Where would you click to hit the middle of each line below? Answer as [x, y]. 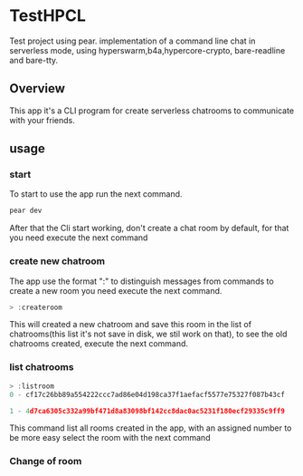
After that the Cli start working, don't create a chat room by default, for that [149, 228]
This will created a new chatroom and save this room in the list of [130, 325]
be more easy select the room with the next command [110, 438]
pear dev [26, 211]
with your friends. [42, 120]
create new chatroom [57, 261]
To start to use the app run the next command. [96, 194]
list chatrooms [42, 367]
